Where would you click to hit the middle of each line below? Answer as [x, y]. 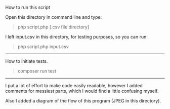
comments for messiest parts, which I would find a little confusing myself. [82, 91]
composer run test [37, 71]
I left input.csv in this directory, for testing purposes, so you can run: [77, 37]
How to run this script [28, 7]
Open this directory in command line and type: [54, 17]
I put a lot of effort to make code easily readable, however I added [74, 85]
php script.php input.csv [43, 47]
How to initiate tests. [27, 61]
